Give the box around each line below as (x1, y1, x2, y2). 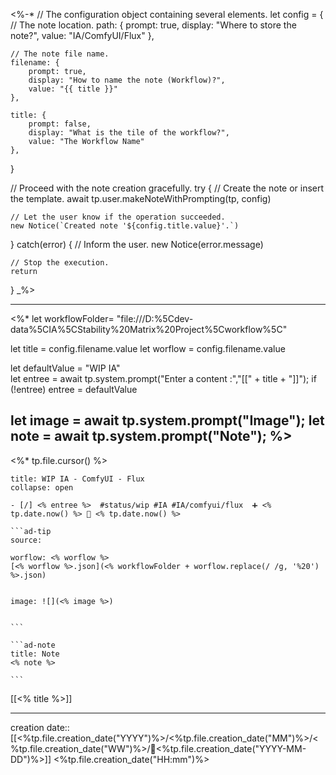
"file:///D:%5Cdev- (116, 313, 194, 324)
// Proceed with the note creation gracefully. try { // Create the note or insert (10, 182, 325, 194)
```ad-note (10, 640, 56, 650)
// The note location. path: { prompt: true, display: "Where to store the (10, 19, 297, 31)
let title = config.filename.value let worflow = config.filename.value (10, 343, 286, 354)
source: (10, 535, 43, 545)
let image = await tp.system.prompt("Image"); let (10, 412, 325, 429)
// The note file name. (10, 49, 110, 59)
